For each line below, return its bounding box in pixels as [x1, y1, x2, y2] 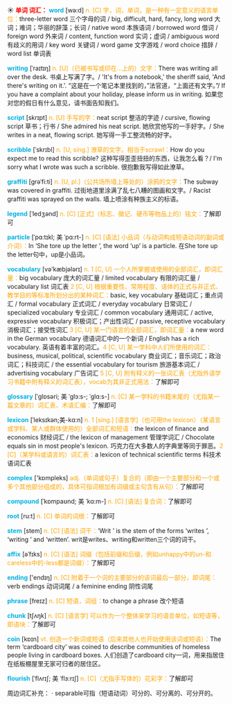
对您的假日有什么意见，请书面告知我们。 [7, 99, 123, 107]
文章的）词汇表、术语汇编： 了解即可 [12, 401, 116, 409]
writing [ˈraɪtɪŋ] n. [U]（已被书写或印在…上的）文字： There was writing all [7, 64, 218, 72]
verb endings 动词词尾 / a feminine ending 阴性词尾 [7, 582, 154, 590]
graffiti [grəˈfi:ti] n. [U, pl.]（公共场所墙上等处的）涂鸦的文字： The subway [7, 177, 219, 186]
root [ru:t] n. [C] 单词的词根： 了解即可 [7, 512, 116, 520]
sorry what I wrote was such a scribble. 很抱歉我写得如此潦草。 [7, 163, 188, 171]
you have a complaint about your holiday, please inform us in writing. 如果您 [7, 90, 224, 98]
